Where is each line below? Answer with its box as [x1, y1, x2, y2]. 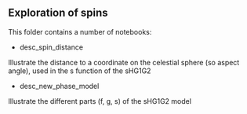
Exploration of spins [8, 6, 108, 20]
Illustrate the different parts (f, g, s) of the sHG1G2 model [8, 96, 192, 105]
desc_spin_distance [19, 42, 84, 52]
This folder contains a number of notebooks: [8, 27, 152, 36]
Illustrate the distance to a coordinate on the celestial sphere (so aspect [8, 57, 240, 67]
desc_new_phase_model [19, 81, 100, 90]
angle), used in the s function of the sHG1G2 [8, 66, 151, 75]
